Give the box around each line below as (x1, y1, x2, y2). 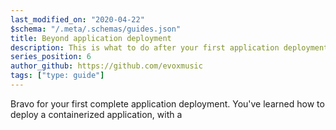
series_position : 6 (10, 52, 92, 62)
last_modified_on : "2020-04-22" (10, 14, 145, 25)
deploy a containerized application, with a (10, 108, 183, 120)
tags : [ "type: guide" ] (10, 71, 105, 81)
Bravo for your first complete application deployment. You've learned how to (10, 97, 325, 110)
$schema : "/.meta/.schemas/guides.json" (10, 24, 182, 34)
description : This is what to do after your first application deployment (10, 42, 329, 53)
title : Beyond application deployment (10, 33, 172, 43)
